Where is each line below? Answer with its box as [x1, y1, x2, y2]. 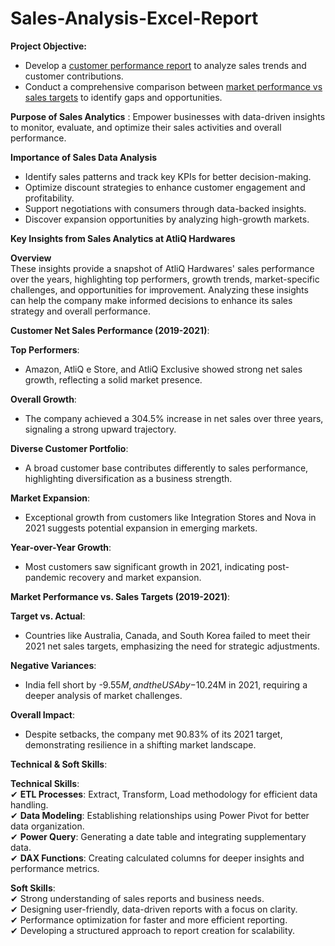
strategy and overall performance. [10, 305, 151, 317]
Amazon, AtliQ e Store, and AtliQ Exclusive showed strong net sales [24, 363, 303, 375]
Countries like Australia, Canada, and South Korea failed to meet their [24, 629, 311, 641]
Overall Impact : [10, 708, 76, 721]
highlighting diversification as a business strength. [24, 472, 233, 484]
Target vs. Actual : [10, 610, 86, 622]
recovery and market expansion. [68, 571, 202, 583]
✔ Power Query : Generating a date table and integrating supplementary [10, 830, 307, 842]
